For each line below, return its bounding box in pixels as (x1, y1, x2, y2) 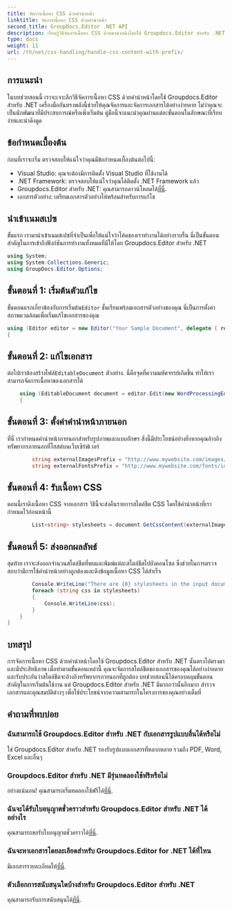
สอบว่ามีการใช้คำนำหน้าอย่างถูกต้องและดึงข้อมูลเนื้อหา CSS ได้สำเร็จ (7, 567, 161, 576)
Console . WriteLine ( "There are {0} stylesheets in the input (32, 581, 209, 588)
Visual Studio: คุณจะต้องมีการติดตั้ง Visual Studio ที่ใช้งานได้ (17, 169, 168, 177)
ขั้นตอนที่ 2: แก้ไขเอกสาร (7, 350, 93, 362)
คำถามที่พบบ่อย (7, 708, 59, 720)
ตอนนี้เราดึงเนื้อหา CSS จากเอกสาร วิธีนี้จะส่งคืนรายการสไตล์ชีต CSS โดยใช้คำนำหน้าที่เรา (7, 500, 212, 508)
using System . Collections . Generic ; (7, 259, 110, 267)
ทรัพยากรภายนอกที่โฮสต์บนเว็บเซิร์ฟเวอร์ (7, 442, 100, 450)
